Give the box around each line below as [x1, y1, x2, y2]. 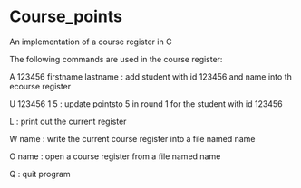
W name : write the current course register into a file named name [9, 133, 256, 144]
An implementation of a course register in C [9, 36, 172, 47]
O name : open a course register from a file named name [9, 151, 221, 162]
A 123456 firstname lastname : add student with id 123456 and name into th [9, 70, 292, 82]
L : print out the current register [9, 116, 127, 127]
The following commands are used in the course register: [9, 53, 223, 64]
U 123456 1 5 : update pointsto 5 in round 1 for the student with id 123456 [9, 98, 283, 109]
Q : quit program [9, 168, 71, 179]
